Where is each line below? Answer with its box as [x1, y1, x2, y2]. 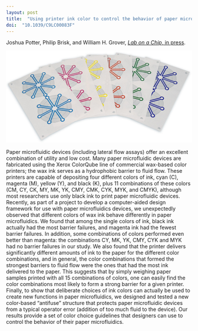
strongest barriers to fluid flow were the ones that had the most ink [6, 262, 169, 269]
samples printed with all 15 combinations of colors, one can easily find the [6, 274, 186, 281]
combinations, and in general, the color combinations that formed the [6, 255, 174, 263]
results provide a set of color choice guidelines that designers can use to [6, 312, 183, 319]
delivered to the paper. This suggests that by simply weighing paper [6, 268, 171, 275]
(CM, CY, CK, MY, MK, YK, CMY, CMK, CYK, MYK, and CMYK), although [6, 187, 181, 194]
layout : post [6, 9, 38, 15]
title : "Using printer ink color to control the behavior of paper [6, 15, 178, 22]
